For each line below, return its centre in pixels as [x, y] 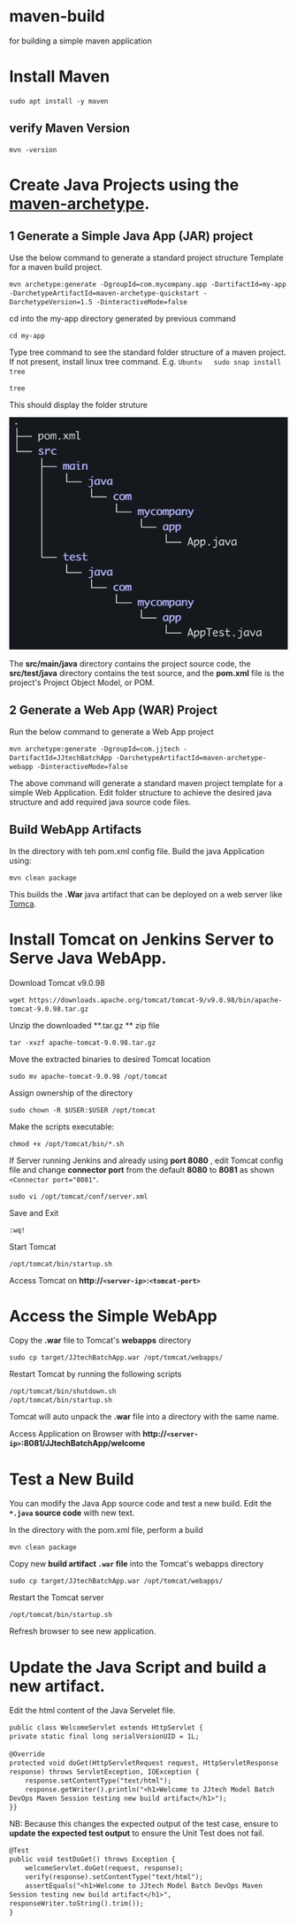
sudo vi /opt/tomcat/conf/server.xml [79, 1197]
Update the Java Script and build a [138, 1667]
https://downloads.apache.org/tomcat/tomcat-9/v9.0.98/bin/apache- [156, 1000]
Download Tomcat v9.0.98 [57, 982]
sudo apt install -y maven [59, 101]
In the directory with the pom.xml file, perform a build [106, 1530]
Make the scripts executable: [62, 1127]
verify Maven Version [70, 129]
